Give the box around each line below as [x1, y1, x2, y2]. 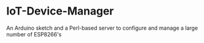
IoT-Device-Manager [6, 4, 114, 18]
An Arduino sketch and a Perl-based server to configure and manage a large [6, 24, 198, 31]
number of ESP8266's [6, 30, 62, 38]
